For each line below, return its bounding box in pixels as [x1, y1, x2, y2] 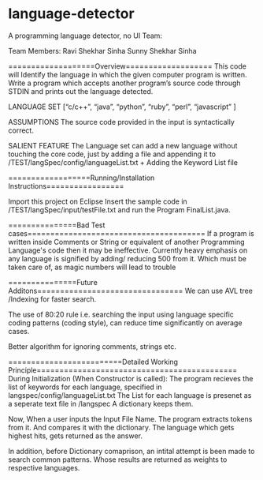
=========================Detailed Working [8, 357, 179, 366]
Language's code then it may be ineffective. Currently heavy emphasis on [8, 246, 248, 255]
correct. [8, 126, 34, 135]
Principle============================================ [8, 365, 238, 375]
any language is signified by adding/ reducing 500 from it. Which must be [8, 253, 246, 263]
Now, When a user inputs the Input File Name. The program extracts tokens [8, 414, 253, 423]
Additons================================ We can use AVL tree [8, 286, 254, 295]
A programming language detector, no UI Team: [8, 31, 163, 40]
